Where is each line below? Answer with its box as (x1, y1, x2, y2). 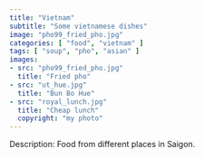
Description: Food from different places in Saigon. (9, 139, 196, 150)
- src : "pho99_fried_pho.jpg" (9, 64, 124, 73)
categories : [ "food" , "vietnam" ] (9, 38, 144, 48)
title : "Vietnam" (9, 13, 75, 23)
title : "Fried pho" (17, 72, 92, 81)
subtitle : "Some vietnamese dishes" (9, 22, 148, 31)
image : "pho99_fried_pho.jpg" (9, 30, 124, 39)
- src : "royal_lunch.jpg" (9, 97, 107, 107)
